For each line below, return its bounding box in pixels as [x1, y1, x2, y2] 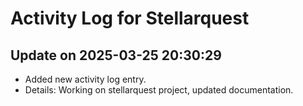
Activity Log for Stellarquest [10, 7, 250, 30]
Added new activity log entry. [24, 73, 147, 85]
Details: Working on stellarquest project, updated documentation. [24, 84, 294, 96]
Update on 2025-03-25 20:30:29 [10, 47, 222, 64]
